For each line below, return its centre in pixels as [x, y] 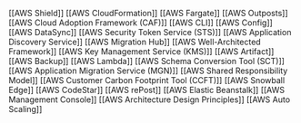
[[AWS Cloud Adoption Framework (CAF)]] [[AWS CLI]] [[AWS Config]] [141, 23]
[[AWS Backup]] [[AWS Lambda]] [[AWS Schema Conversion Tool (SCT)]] [147, 61]
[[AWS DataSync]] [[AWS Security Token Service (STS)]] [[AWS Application [150, 32]
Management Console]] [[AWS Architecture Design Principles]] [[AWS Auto [150, 99]
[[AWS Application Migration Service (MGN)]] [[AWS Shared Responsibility [148, 71]
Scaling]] [25, 109]
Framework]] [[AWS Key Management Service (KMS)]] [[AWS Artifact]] [141, 52]
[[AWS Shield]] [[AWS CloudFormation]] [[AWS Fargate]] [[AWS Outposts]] [148, 13]
